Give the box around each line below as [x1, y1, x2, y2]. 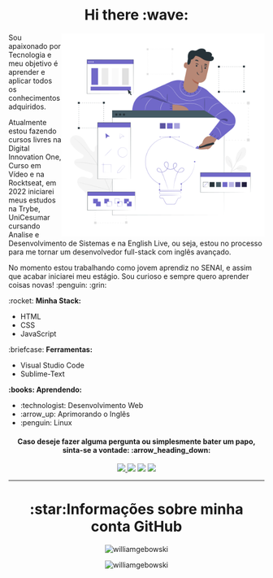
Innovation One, [8, 152, 62, 162]
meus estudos [8, 195, 56, 205]
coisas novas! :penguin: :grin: [8, 280, 107, 289]
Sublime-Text [19, 368, 65, 379]
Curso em [8, 160, 41, 170]
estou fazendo [8, 126, 57, 136]
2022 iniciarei [8, 186, 54, 196]
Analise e [8, 229, 40, 239]
